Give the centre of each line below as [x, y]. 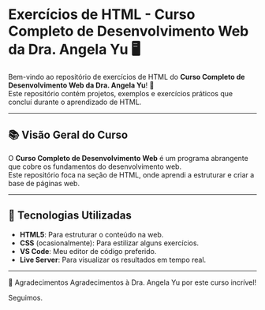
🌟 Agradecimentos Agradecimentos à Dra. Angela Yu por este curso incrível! [132, 282]
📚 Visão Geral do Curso [68, 135]
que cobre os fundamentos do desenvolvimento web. [95, 166]
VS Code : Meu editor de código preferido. [88, 251]
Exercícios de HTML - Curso [102, 15]
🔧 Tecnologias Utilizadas [70, 216]
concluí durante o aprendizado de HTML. [75, 102]
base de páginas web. [44, 183]
